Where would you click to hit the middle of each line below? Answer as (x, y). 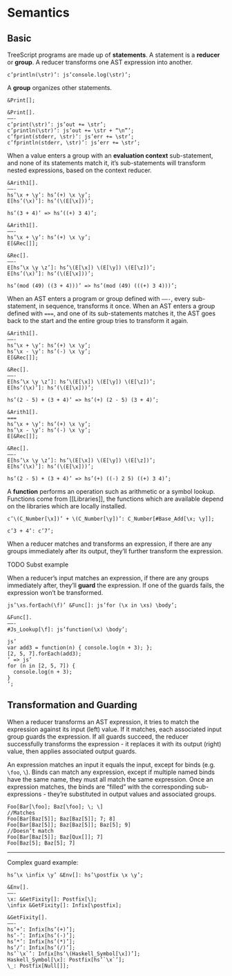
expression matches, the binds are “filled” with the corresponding (100, 786)
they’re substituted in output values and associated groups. (132, 794)
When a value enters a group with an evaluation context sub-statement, (110, 156)
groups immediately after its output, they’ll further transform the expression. (115, 551)
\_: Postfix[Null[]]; (38, 966)
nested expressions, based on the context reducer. (79, 170)
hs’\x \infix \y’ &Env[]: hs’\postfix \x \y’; (75, 875)
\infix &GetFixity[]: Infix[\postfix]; (65, 905)
